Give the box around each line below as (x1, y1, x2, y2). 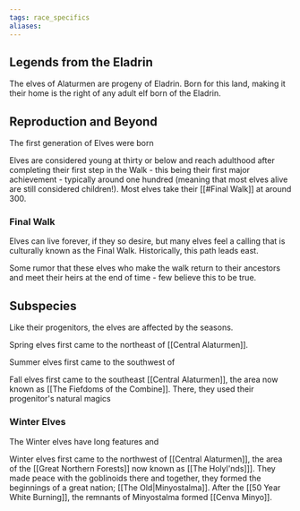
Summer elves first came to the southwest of (9, 357, 176, 368)
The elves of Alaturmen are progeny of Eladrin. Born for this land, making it (9, 78, 287, 90)
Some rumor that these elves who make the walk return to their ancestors (9, 263, 280, 273)
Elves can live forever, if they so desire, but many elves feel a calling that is (9, 236, 286, 247)
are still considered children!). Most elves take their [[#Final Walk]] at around (9, 184, 292, 195)
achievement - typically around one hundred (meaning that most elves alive (9, 174, 288, 185)
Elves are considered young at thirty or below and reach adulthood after (9, 155, 275, 166)
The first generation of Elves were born (9, 138, 154, 149)
